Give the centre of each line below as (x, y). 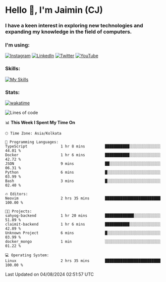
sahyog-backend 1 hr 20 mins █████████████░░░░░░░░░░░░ (83, 216)
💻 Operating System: (27, 255)
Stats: (12, 92)
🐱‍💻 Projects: (19, 211)
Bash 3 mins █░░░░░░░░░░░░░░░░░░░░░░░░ (83, 181)
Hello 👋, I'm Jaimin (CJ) (54, 10)
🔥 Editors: (17, 194)
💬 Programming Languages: (32, 142)
